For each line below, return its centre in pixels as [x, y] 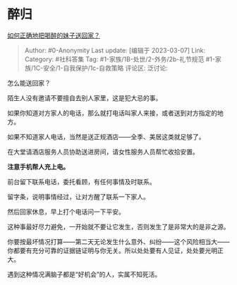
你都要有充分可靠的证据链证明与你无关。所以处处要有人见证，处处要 [106, 250]
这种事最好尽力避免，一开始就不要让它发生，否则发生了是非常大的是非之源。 [119, 226]
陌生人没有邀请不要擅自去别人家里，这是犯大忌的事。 [85, 98]
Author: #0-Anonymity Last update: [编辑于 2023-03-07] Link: [115, 50]
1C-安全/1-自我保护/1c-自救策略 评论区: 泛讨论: [100, 68]
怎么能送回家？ [29, 83]
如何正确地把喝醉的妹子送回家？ [54, 35]
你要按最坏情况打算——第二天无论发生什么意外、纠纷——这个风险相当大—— [119, 241]
